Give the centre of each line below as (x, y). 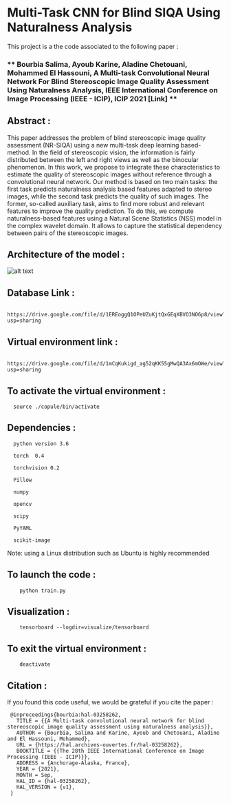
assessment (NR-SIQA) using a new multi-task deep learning (93, 145)
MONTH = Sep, (35, 775)
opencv (23, 504)
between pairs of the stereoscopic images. (68, 233)
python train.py (43, 591)
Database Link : (41, 293)
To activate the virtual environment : (87, 391)
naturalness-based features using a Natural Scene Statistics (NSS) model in (114, 218)
